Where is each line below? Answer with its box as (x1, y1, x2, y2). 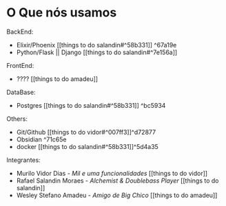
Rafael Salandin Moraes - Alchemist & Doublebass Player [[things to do (16, 176, 219, 185)
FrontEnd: (6, 61, 34, 69)
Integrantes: (6, 156, 41, 164)
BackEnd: (6, 27, 34, 36)
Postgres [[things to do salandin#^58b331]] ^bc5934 (16, 101, 166, 109)
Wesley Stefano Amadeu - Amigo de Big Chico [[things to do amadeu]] (16, 191, 218, 199)
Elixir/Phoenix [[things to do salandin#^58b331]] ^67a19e (16, 41, 177, 49)
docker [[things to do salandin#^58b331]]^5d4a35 (16, 142, 159, 150)
